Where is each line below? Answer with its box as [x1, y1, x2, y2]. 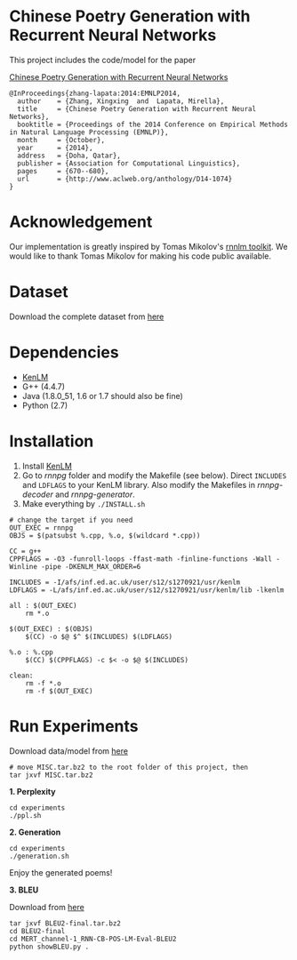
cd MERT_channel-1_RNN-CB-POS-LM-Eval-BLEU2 [9, 934, 177, 943]
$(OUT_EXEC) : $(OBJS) [9, 624, 93, 633]
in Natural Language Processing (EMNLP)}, [9, 127, 169, 137]
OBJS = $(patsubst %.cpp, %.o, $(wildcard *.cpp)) [9, 531, 201, 540]
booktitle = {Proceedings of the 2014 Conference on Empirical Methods [17, 120, 289, 129]
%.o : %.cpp [9, 647, 53, 657]
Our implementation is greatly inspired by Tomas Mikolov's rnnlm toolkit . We [9, 241, 288, 252]
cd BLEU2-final [9, 926, 66, 935]
